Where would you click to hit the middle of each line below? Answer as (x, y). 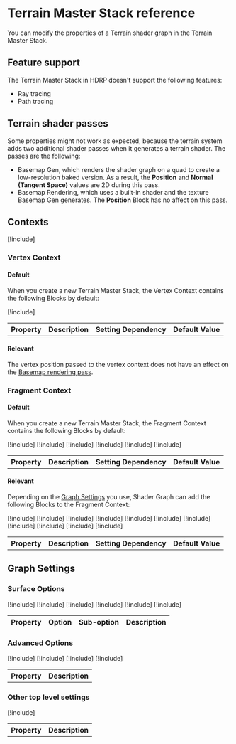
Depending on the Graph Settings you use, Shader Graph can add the (109, 497)
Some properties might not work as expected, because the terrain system (115, 141)
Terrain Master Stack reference (101, 13)
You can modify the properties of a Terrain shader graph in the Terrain (110, 33)
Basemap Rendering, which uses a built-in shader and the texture (113, 192)
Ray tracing (34, 93)
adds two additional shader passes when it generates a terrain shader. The (117, 148)
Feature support (44, 63)
